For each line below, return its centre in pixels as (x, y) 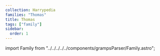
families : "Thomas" (26, 15)
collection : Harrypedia (30, 10)
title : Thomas (20, 19)
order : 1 (19, 34)
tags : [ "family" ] (24, 24)
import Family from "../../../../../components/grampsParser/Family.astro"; (80, 48)
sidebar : (14, 29)
